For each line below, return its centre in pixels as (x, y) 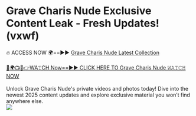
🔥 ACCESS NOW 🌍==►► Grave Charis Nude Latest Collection (83, 52)
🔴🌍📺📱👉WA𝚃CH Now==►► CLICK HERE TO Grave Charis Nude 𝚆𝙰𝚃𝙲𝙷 (96, 67)
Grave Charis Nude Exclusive (79, 11)
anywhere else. (24, 101)
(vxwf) (23, 36)
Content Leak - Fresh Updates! (83, 23)
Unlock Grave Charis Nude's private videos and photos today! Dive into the (97, 88)
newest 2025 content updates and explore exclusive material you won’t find (98, 95)
